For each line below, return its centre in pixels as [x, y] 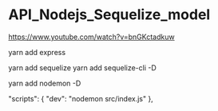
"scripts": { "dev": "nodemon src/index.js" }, [81, 98]
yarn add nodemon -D [45, 83]
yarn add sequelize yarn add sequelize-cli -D [83, 67]
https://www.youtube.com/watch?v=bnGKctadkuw [91, 37]
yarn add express [37, 52]
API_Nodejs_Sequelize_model [109, 15]
